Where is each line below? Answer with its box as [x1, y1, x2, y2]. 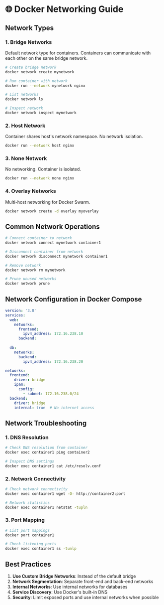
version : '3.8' [5, 308, 37, 313]
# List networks [5, 92, 39, 97]
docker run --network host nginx [5, 143, 75, 148]
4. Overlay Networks [5, 188, 56, 195]
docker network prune [5, 281, 50, 286]
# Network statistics [5, 500, 50, 505]
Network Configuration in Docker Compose [5, 295, 142, 303]
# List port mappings [5, 528, 50, 533]
